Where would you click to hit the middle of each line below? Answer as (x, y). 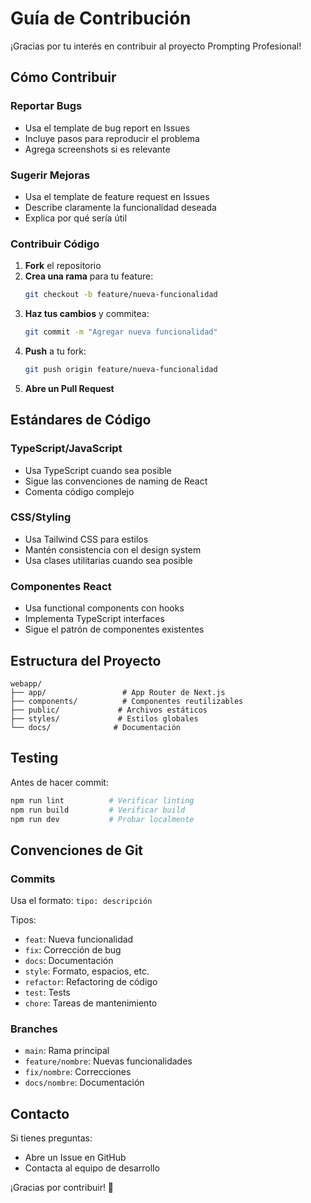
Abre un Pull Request (69, 388)
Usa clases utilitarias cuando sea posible (108, 560)
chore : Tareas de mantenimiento (91, 1003)
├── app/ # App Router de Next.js (118, 692)
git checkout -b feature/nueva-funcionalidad (121, 295)
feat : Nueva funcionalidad (79, 939)
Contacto (40, 1113)
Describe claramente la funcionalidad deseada (120, 207)
